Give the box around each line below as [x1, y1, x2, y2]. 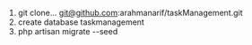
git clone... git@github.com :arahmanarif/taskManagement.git [17, 8, 244, 18]
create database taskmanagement [17, 17, 145, 27]
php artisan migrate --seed [17, 26, 118, 36]
